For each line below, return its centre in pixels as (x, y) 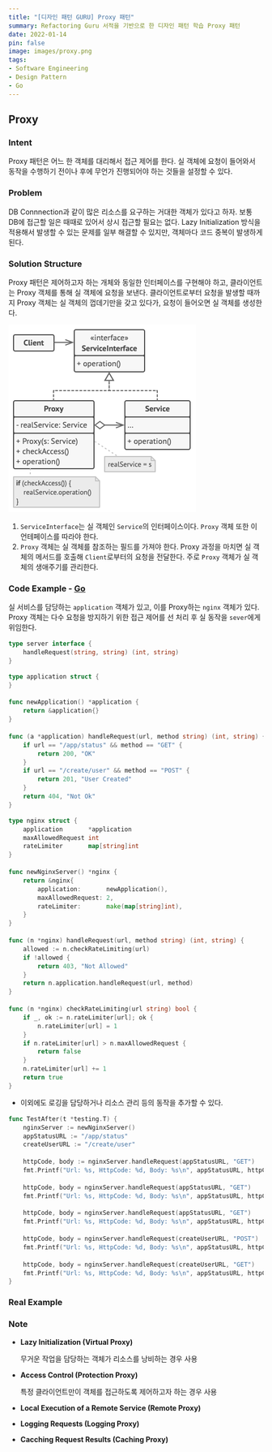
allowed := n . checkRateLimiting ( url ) (87, 949)
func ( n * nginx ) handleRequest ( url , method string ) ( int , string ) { (126, 941)
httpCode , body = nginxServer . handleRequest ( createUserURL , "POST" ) (141, 1239)
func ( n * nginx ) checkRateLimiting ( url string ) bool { (103, 1009)
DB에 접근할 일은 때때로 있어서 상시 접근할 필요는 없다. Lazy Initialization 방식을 (135, 222)
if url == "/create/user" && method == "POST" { (106, 771)
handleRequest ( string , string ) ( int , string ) (101, 653)
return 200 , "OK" (66, 754)
